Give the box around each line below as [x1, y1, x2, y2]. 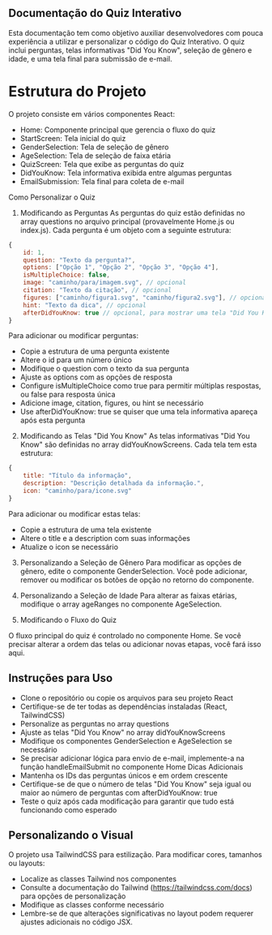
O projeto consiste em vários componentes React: [8, 109, 176, 118]
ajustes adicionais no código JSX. [19, 917, 134, 927]
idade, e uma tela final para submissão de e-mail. [8, 54, 172, 63]
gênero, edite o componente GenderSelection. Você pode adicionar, [19, 566, 248, 576]
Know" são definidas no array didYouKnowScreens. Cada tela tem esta [19, 440, 257, 449]
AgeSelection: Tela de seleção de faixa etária [19, 150, 172, 161]
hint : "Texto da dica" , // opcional [23, 301, 147, 309]
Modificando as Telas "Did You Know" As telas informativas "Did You [19, 431, 250, 441]
